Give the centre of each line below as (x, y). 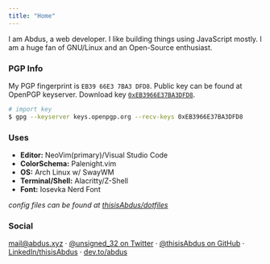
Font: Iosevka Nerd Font (60, 189)
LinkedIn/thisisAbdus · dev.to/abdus (68, 252)
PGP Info (26, 68)
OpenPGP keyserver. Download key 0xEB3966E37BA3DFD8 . (102, 94)
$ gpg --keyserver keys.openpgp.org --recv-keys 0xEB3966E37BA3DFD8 (126, 117)
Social (21, 225)
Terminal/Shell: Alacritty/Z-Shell (74, 180)
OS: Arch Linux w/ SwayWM (67, 172)
